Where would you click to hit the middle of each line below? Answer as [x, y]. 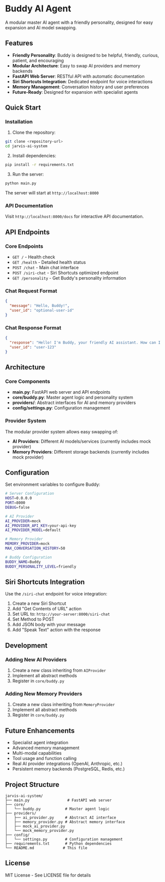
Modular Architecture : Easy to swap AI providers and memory [76, 65]
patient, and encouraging [38, 60]
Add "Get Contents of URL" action [47, 609]
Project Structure [32, 785]
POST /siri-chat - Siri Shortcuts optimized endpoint [65, 273]
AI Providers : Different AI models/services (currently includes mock [82, 441]
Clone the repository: [34, 132]
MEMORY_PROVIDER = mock [27, 544]
